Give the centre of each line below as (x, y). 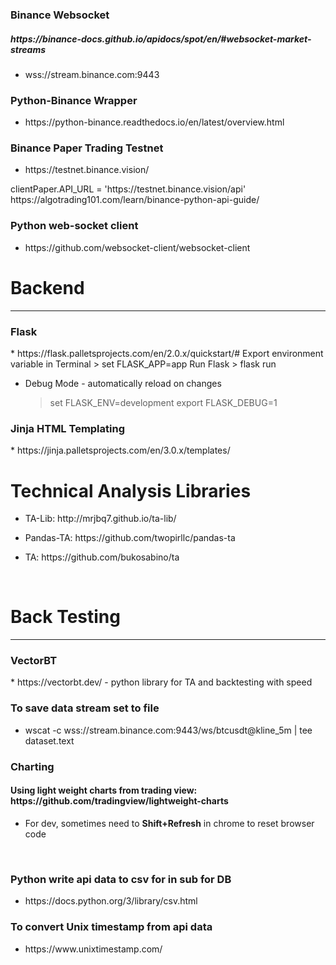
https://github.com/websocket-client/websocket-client (137, 247)
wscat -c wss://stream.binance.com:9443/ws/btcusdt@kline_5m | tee (168, 730)
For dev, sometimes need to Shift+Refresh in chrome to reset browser (169, 823)
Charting (32, 766)
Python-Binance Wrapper (74, 100)
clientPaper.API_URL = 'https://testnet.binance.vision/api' (128, 189)
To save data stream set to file (85, 708)
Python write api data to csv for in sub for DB (121, 879)
